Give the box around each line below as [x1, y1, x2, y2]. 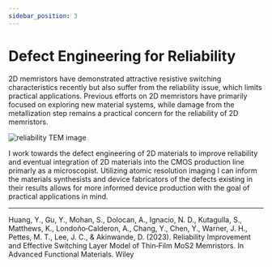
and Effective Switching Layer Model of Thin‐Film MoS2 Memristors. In [8, 240, 244, 250]
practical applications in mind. [8, 192, 108, 201]
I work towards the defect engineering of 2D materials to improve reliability [8, 148, 258, 158]
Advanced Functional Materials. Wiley [8, 249, 134, 259]
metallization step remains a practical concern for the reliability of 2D [8, 108, 239, 118]
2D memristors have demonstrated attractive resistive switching [8, 74, 222, 84]
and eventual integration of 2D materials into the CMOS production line [8, 157, 244, 166]
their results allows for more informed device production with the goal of [8, 183, 250, 192]
